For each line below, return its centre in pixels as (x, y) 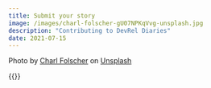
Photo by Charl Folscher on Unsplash (70, 61)
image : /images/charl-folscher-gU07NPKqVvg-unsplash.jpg (106, 23)
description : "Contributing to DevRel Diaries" (90, 30)
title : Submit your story (52, 16)
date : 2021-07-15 (37, 38)
